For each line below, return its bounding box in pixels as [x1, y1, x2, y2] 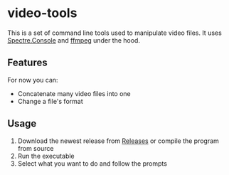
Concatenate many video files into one [17, 89, 132, 97]
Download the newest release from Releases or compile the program [17, 137, 219, 145]
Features [7, 57, 48, 69]
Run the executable [17, 152, 75, 160]
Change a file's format [17, 97, 83, 105]
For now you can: [7, 75, 58, 84]
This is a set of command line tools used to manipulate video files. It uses [7, 28, 222, 37]
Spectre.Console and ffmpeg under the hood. [7, 36, 141, 44]
